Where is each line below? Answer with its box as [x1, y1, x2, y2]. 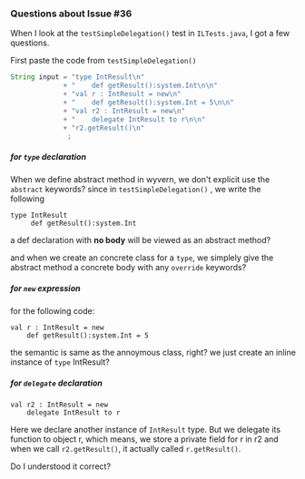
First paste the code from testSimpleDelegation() [10, 55, 197, 66]
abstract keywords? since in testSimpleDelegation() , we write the [10, 184, 261, 195]
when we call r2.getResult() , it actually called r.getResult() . [10, 444, 241, 455]
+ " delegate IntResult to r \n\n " [63, 114, 206, 124]
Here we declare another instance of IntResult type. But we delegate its [10, 425, 280, 435]
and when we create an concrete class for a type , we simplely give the [10, 252, 274, 263]
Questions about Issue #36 [10, 7, 133, 20]
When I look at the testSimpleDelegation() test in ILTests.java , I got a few [10, 28, 290, 39]
